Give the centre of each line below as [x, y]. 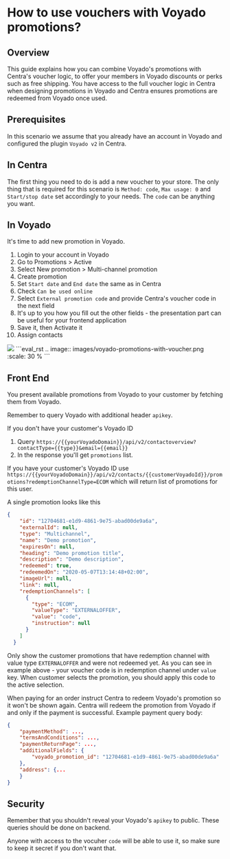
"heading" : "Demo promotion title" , [72, 553]
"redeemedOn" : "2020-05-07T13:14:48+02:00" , [84, 572]
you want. [21, 203]
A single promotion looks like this [54, 502]
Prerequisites [36, 120]
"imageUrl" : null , [46, 578]
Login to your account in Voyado [63, 255]
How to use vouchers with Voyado [106, 13]
